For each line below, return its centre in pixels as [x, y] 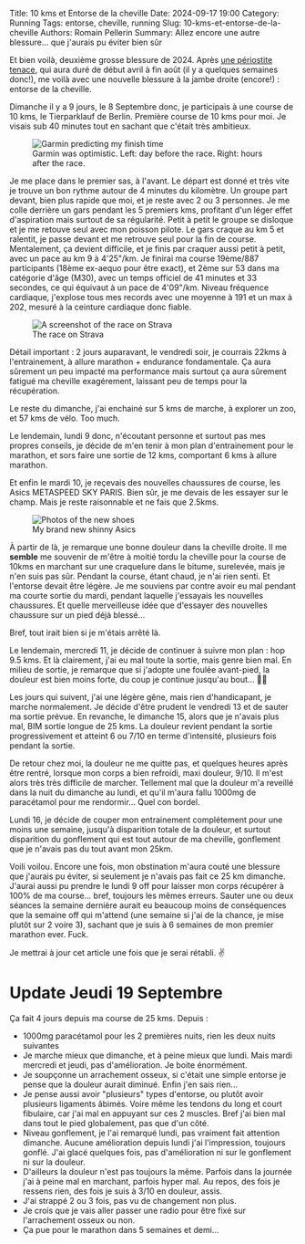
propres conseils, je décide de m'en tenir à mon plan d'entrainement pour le [152, 445]
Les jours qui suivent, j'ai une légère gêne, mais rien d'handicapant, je [140, 697]
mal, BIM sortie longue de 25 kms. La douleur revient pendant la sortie [141, 726]
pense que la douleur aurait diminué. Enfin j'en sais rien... [130, 1084]
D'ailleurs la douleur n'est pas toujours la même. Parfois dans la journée [158, 1171]
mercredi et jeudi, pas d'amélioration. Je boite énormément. [135, 1065]
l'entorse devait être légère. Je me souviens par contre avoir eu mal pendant [152, 586]
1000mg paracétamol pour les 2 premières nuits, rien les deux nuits [149, 1036]
